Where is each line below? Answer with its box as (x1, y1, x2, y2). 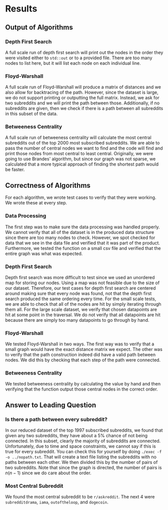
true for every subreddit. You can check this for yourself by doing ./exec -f (5, 449, 162, 455)
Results (5, 3, 38, 15)
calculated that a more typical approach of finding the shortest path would (5, 161, 159, 167)
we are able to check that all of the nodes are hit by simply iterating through (5, 301, 161, 307)
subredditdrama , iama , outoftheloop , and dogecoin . (5, 499, 109, 505)
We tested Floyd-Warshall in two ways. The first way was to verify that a (5, 341, 154, 347)
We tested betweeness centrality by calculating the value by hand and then (5, 381, 161, 387)
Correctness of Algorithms (5, 181, 91, 190)
